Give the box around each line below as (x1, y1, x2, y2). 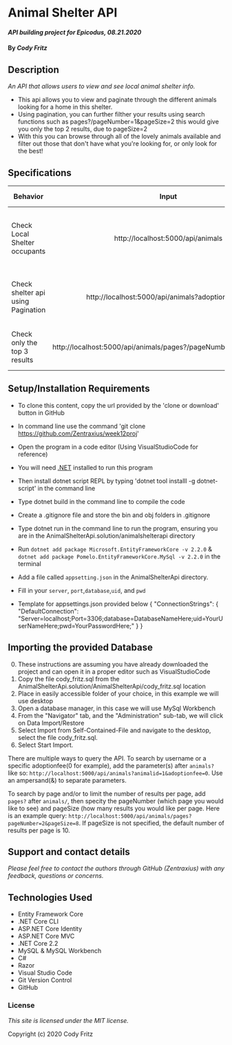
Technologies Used (8, 892, 92, 904)
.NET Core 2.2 (17, 939, 59, 948)
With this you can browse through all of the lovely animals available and (17, 133, 221, 141)
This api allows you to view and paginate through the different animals (17, 95, 217, 104)
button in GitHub (17, 409, 65, 417)
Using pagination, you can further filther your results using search (17, 110, 205, 119)
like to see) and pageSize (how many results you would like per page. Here (8, 804, 220, 812)
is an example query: (8, 811, 67, 819)
